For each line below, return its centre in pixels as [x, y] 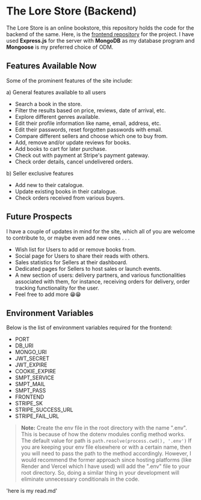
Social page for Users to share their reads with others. [82, 256]
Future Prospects [39, 217]
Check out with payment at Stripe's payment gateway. [82, 155]
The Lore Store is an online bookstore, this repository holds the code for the [100, 28]
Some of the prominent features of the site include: [70, 80]
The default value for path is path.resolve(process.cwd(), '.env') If [106, 441]
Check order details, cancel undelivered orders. [74, 162]
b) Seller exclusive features [40, 173]
